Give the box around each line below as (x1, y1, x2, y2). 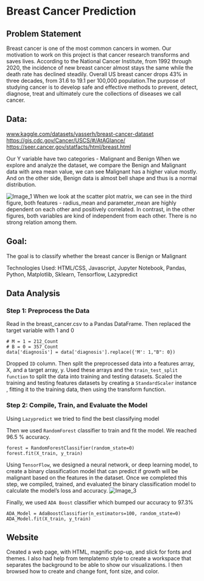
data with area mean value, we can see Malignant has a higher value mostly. (6, 167, 198, 175)
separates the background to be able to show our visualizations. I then (6, 562, 183, 569)
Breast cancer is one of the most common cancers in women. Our (6, 44, 172, 52)
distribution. (6, 181, 37, 188)
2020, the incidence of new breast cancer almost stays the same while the (6, 64, 194, 71)
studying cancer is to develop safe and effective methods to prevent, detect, (6, 83, 199, 91)
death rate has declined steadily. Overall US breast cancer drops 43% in (6, 71, 188, 77)
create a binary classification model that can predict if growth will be (6, 467, 178, 474)
